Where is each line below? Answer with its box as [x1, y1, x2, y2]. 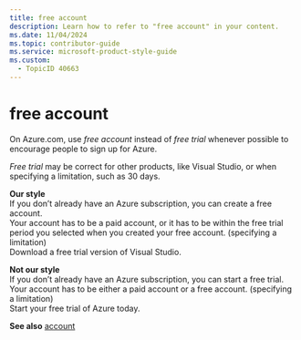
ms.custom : [9, 56, 51, 65]
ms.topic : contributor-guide [9, 38, 120, 48]
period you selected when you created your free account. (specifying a [9, 227, 277, 238]
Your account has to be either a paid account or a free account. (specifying [9, 283, 293, 294]
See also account [9, 320, 76, 331]
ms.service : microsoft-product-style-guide [9, 47, 178, 57]
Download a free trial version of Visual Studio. [9, 246, 182, 257]
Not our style [9, 263, 60, 274]
